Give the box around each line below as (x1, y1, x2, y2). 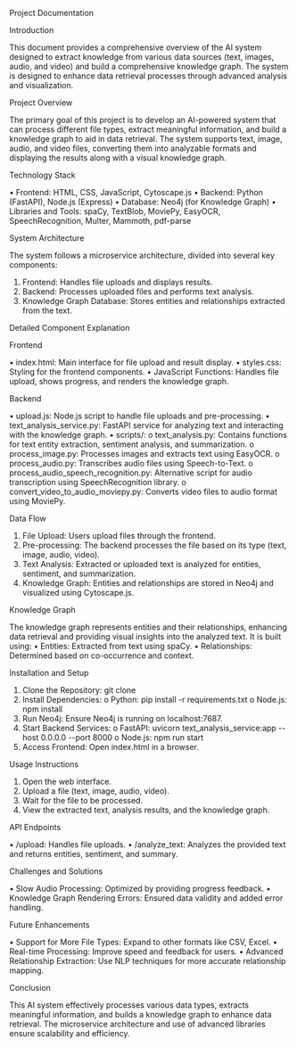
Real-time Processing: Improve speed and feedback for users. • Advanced (9, 946, 284, 957)
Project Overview (9, 97, 73, 108)
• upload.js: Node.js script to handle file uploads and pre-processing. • (9, 410, 270, 421)
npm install (21, 704, 63, 714)
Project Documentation (9, 8, 95, 18)
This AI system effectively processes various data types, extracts (9, 1000, 250, 1010)
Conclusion (9, 983, 52, 993)
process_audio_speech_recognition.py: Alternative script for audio (9, 467, 252, 478)
